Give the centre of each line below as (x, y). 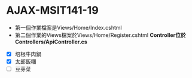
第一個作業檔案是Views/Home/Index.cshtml (68, 27)
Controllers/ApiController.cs (51, 42)
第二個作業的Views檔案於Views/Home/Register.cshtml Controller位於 (100, 35)
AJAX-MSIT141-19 (52, 10)
